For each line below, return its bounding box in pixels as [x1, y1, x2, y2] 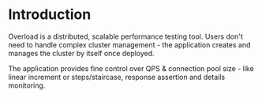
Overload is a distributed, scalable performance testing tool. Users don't [8, 32, 243, 41]
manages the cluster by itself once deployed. [8, 48, 155, 58]
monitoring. [8, 81, 46, 90]
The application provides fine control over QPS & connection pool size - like [8, 63, 254, 73]
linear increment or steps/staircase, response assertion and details [8, 72, 226, 81]
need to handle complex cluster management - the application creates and [8, 40, 251, 49]
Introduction [8, 6, 92, 24]
